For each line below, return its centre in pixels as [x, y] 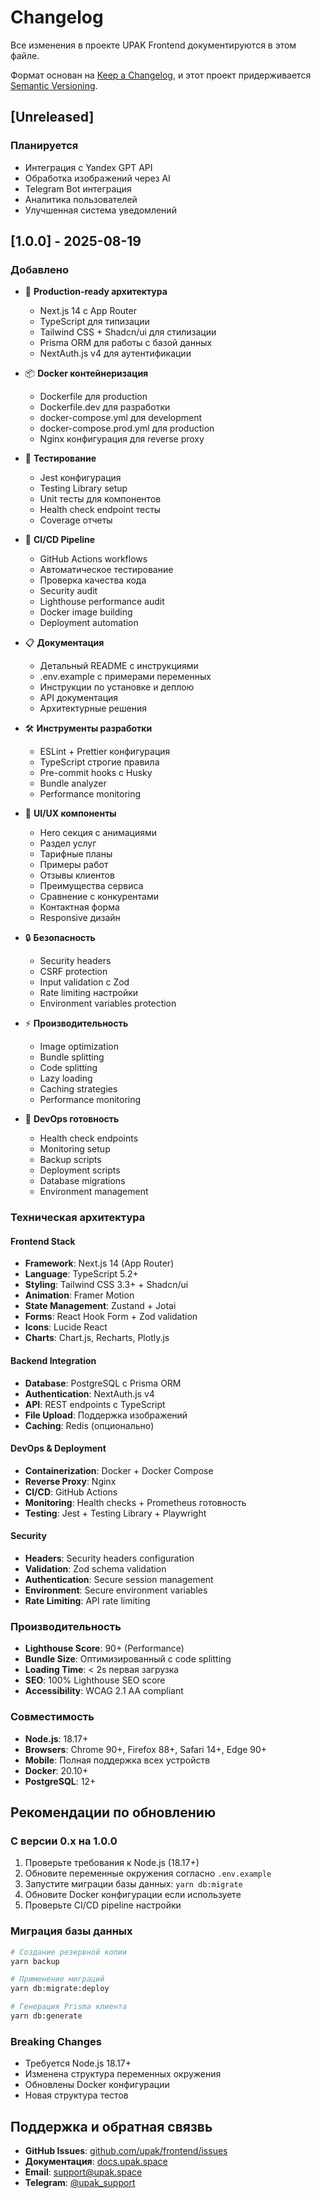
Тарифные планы [76, 854]
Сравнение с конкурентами [99, 897]
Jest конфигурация [80, 478]
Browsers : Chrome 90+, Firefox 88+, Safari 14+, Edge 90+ [146, 1749]
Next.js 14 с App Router [88, 311]
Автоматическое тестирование [106, 570]
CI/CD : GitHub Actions [71, 1492]
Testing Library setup [83, 488]
